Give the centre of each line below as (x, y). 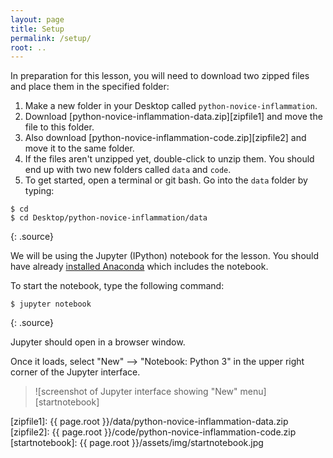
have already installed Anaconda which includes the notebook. (139, 267)
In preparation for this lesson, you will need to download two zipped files (160, 76)
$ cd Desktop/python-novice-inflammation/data (109, 218)
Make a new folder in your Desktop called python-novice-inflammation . (171, 106)
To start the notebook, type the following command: (117, 286)
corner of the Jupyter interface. (75, 372)
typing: (39, 191)
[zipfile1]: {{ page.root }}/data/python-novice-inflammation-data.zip (149, 422)
